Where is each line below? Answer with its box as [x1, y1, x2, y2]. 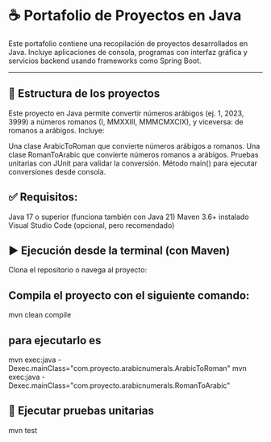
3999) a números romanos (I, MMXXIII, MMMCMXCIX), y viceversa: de [8, 116, 244, 126]
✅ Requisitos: [8, 191, 78, 204]
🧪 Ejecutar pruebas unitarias [8, 404, 155, 418]
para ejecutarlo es [8, 333, 102, 347]
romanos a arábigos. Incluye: [8, 125, 105, 135]
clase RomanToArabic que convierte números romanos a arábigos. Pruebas [8, 149, 259, 159]
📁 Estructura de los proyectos [8, 86, 161, 101]
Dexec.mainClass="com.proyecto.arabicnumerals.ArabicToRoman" [8, 364, 231, 373]
